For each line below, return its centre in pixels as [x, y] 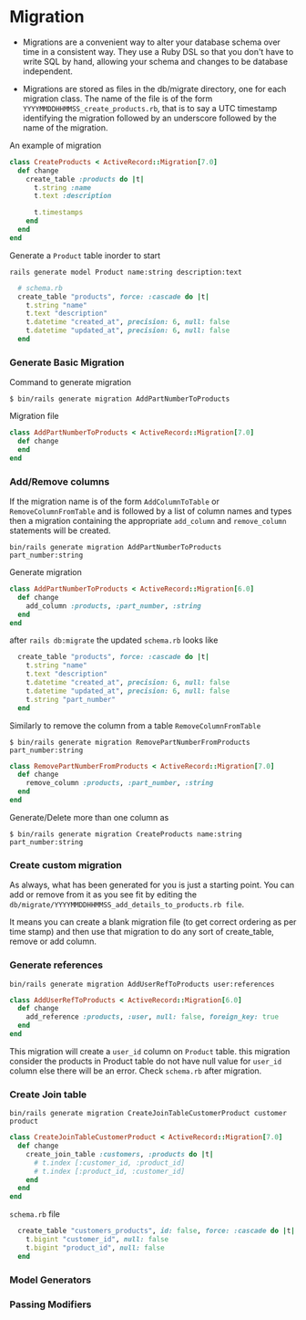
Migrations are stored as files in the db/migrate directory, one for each [154, 89]
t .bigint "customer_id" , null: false [97, 1240]
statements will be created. [60, 530]
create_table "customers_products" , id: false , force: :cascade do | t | [157, 1231]
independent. [47, 71]
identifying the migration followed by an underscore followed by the [150, 118]
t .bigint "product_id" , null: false [96, 1248]
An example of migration [56, 145]
